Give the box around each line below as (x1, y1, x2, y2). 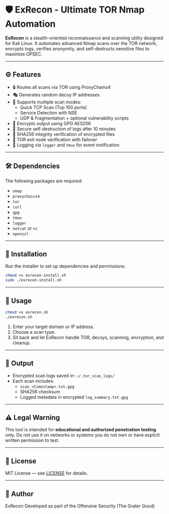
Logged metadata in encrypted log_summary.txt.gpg (20, 394, 128, 400)
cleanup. (12, 339, 31, 346)
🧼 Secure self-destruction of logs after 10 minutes (12, 126, 116, 132)
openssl (12, 231, 29, 236)
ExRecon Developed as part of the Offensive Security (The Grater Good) (5, 503, 155, 509)
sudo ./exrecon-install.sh (5, 278, 62, 283)
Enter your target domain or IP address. (12, 324, 95, 330)
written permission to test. (5, 437, 59, 443)
